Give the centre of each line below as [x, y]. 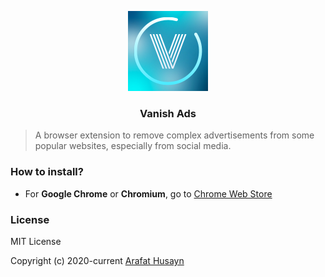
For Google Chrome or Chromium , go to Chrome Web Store [148, 193]
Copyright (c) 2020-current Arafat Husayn [97, 260]
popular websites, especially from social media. [133, 146]
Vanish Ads [168, 113]
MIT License [36, 241]
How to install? [47, 172]
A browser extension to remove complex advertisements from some [174, 135]
